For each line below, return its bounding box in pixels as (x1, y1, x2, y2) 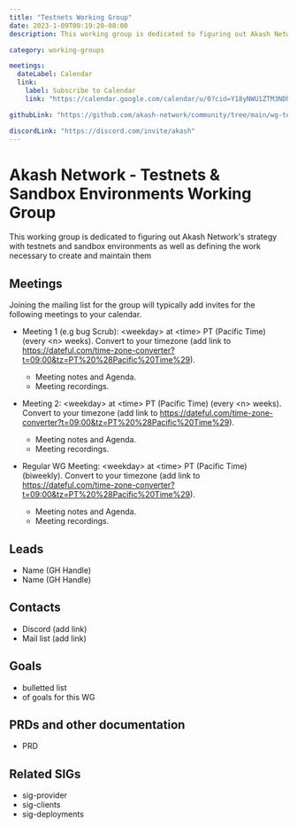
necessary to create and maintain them (9, 250, 152, 262)
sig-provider (21, 790, 68, 801)
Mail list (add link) (21, 633, 87, 644)
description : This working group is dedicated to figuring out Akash (9, 29, 271, 38)
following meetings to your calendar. (9, 309, 142, 320)
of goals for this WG (21, 691, 95, 702)
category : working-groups (9, 45, 104, 54)
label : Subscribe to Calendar (25, 86, 137, 95)
